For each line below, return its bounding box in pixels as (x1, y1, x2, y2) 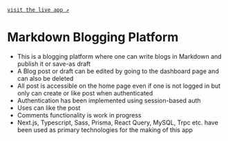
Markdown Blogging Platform (7, 30, 179, 45)
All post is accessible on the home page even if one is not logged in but (17, 82, 221, 90)
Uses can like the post (17, 104, 81, 112)
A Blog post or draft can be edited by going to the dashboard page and (17, 66, 219, 75)
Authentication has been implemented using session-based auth (17, 96, 202, 104)
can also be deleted (17, 74, 74, 82)
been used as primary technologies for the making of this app (17, 125, 193, 134)
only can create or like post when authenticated (17, 88, 153, 97)
